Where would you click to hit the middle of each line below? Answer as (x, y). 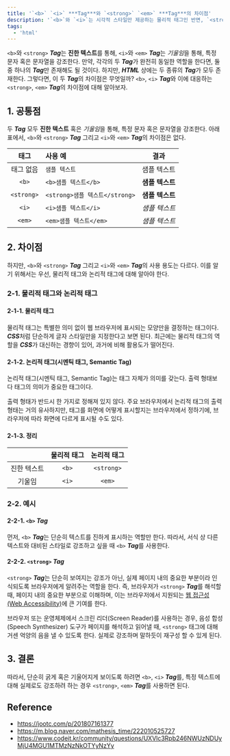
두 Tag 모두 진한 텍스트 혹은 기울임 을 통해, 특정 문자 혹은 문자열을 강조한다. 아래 (114, 129)
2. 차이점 (25, 248)
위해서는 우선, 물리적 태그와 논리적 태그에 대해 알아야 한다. (92, 274)
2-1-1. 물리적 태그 (31, 311)
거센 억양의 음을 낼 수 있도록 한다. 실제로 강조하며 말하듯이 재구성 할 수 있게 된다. (115, 635)
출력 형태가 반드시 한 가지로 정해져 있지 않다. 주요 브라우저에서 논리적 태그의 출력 (115, 402)
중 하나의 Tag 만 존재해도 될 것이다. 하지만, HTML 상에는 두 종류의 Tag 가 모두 (111, 70)
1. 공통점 (24, 111)
